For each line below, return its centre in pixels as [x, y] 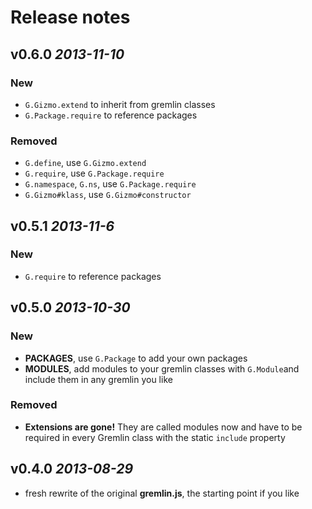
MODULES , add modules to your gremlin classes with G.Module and [162, 368]
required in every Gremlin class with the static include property [155, 437]
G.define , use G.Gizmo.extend [85, 163]
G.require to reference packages [93, 276]
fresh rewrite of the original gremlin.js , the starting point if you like [162, 493]
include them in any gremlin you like [98, 379]
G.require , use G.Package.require [94, 173]
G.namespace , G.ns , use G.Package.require [110, 184]
